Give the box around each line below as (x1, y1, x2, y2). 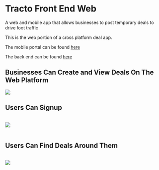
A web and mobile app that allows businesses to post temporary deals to (5, 19, 154, 25)
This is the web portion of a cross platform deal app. (5, 34, 113, 40)
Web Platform (5, 76, 49, 85)
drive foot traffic (5, 24, 39, 30)
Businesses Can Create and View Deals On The (5, 68, 154, 77)
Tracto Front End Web (5, 3, 97, 14)
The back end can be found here (5, 53, 73, 60)
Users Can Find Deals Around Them (5, 141, 118, 150)
